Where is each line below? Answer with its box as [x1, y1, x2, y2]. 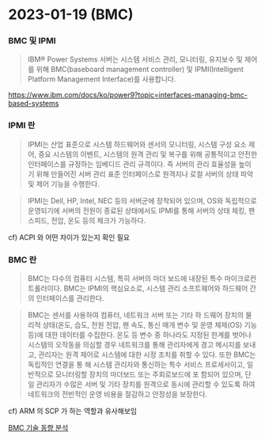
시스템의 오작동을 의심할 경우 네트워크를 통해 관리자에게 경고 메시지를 [27, 340, 241, 350]
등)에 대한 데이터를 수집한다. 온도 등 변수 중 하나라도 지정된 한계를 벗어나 [27, 330, 252, 339]
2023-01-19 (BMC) [8, 6, 134, 24]
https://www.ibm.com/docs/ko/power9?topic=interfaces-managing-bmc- [8, 90, 248, 100]
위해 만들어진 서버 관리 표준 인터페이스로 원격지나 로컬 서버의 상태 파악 [36, 169, 254, 179]
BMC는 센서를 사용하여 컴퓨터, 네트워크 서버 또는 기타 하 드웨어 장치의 [27, 310, 244, 320]
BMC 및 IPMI [8, 36, 56, 47]
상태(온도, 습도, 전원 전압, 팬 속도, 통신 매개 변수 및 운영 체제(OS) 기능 [42, 321, 257, 330]
